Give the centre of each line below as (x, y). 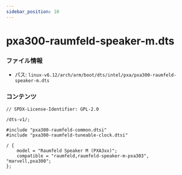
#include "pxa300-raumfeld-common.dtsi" (57, 130)
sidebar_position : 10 (33, 12)
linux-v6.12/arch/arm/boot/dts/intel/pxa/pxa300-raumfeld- (102, 75)
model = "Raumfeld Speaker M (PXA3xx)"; (67, 151)
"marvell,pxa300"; (29, 161)
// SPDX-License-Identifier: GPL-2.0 (53, 109)
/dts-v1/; (18, 120)
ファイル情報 (25, 61)
